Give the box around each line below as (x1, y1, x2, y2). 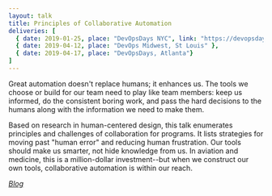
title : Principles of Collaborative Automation (8, 19, 172, 27)
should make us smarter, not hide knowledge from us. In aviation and (8, 146, 239, 156)
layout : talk (8, 11, 53, 20)
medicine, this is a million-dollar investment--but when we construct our (8, 154, 249, 164)
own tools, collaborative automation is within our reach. (8, 163, 193, 173)
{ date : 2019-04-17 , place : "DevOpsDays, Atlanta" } (15, 49, 194, 57)
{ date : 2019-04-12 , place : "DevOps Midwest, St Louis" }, (15, 42, 219, 50)
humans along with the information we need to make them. (8, 104, 205, 114)
